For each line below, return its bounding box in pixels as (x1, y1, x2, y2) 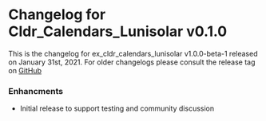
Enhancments (8, 85, 64, 96)
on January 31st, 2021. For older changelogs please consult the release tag (8, 57, 256, 67)
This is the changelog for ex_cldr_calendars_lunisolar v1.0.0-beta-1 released (8, 49, 258, 58)
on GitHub (8, 65, 42, 75)
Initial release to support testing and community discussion (19, 103, 214, 113)
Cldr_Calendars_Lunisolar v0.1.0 (8, 22, 228, 41)
